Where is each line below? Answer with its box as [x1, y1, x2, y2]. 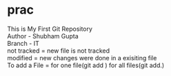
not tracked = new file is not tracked [7, 47, 110, 55]
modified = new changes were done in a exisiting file [7, 53, 157, 62]
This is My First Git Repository [7, 25, 93, 33]
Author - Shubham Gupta [7, 31, 79, 40]
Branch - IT [7, 39, 39, 47]
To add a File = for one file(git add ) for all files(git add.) [7, 61, 165, 69]
